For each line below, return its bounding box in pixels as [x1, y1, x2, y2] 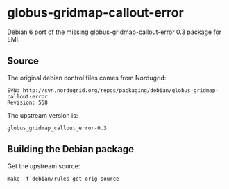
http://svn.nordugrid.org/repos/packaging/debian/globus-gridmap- [22, 87, 219, 94]
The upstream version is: [7, 111, 78, 119]
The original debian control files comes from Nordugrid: [7, 73, 167, 82]
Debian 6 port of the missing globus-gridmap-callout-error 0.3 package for [7, 28, 222, 36]
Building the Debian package [7, 143, 134, 155]
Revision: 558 [7, 99, 49, 106]
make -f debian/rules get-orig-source [7, 175, 119, 182]
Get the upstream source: [7, 161, 80, 170]
